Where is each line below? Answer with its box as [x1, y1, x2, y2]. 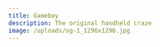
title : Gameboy [8, 11, 59, 20]
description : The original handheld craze [8, 19, 152, 27]
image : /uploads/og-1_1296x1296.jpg [8, 26, 130, 34]
